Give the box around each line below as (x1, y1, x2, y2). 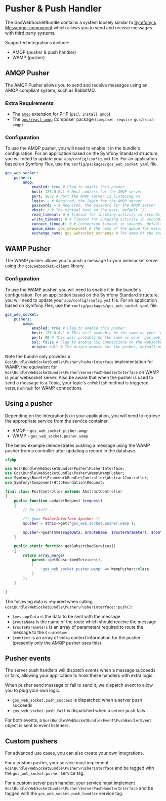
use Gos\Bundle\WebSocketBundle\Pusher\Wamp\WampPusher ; (5, 471, 125, 476)
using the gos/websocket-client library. (5, 263, 85, 269)
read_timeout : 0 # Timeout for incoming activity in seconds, (31, 212, 163, 218)
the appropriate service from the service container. (5, 418, 109, 424)
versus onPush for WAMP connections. (5, 385, 83, 391)
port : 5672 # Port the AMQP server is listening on (31, 194, 140, 199)
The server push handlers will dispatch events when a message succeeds (5, 667, 156, 673)
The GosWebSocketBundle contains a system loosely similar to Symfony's (5, 19, 157, 25)
